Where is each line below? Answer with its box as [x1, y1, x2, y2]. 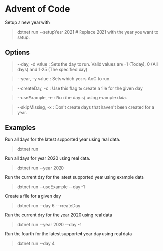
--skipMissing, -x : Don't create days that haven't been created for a [17, 104, 155, 110]
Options [5, 48, 30, 57]
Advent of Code [5, 3, 70, 15]
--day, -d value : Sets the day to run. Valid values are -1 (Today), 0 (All [17, 61, 158, 67]
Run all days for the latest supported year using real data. [5, 136, 121, 142]
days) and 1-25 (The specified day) [17, 66, 88, 72]
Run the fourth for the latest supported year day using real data [5, 231, 132, 237]
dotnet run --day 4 [17, 240, 55, 246]
